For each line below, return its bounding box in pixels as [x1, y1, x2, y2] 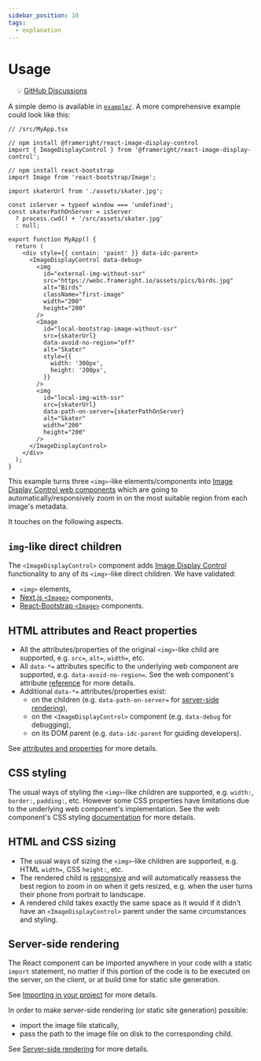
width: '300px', [50, 360, 104, 368]
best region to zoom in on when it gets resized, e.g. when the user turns [19, 881, 253, 890]
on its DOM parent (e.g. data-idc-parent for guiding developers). [31, 728, 242, 738]
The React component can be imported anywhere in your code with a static [8, 958, 253, 968]
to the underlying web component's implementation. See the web [8, 804, 220, 813]
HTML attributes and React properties [8, 623, 198, 638]
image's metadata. [8, 501, 68, 512]
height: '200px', [50, 367, 108, 375]
